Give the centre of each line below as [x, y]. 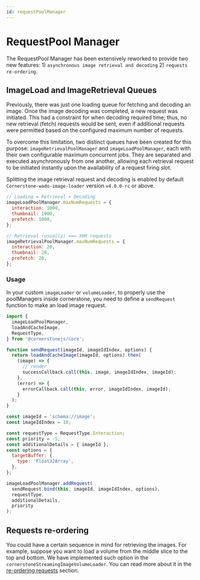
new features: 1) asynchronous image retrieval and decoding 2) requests [97, 65]
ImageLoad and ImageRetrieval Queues [82, 90]
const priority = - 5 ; [33, 439]
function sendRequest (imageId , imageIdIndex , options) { [79, 350]
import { [17, 317]
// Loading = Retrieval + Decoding [51, 197]
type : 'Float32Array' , [45, 461]
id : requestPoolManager [36, 12]
